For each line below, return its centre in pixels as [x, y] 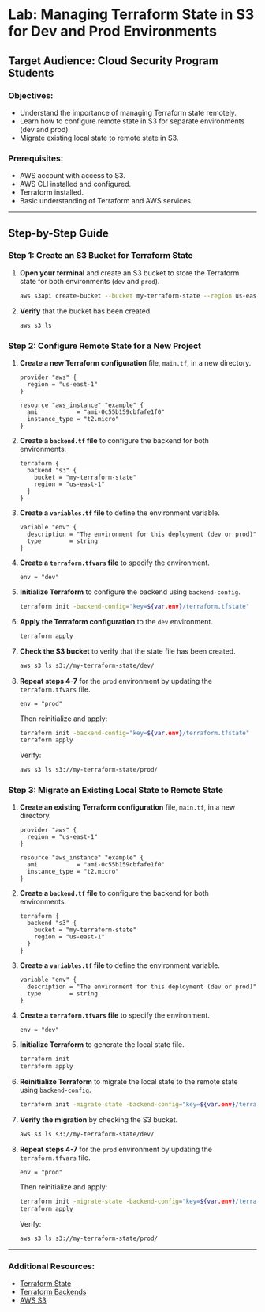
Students [31, 73]
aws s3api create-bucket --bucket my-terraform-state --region [126, 296]
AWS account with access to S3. [73, 176]
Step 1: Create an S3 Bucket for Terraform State [101, 256]
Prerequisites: [36, 158]
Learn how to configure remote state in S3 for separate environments [132, 121]
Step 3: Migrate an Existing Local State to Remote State [116, 791]
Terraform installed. [52, 192]
